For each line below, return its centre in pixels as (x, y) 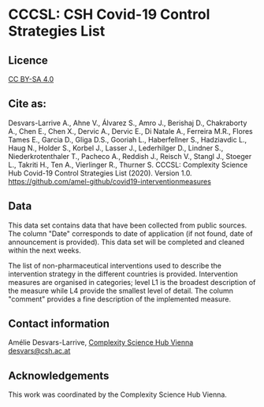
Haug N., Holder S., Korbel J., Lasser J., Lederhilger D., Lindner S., (116, 148)
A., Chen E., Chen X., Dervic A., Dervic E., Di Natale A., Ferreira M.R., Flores (131, 131)
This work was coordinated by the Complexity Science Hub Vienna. (117, 394)
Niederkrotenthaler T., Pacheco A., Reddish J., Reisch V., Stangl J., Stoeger (130, 156)
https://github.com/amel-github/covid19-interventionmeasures (110, 181)
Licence (28, 60)
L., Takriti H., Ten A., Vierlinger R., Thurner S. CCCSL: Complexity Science (128, 165)
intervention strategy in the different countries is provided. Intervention (123, 274)
